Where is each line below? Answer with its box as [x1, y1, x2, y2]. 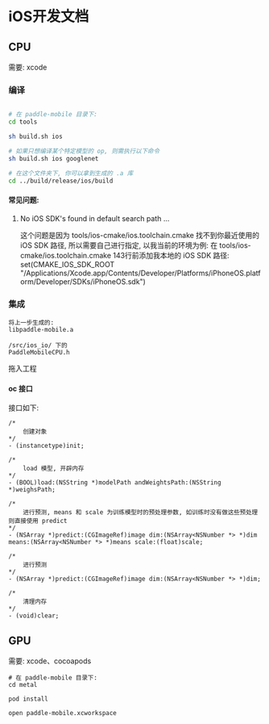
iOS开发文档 [8, 7, 89, 26]
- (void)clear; [8, 612, 60, 620]
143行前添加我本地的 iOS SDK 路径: [112, 250, 230, 260]
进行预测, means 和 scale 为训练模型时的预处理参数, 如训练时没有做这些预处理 [23, 508, 259, 517]
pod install [8, 695, 48, 703]
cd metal [8, 680, 38, 688]
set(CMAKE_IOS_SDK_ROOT [19, 259, 115, 269]
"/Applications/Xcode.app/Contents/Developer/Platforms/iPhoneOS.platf [19, 268, 261, 278]
